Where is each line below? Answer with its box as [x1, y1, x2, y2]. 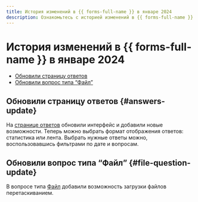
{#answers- [120, 96, 165, 106]
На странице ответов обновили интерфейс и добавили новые [6, 121, 163, 128]
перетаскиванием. [6, 189, 54, 197]
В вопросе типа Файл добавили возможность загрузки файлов [6, 183, 167, 190]
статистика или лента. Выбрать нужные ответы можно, [6, 134, 148, 141]
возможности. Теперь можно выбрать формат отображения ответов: [6, 128, 184, 135]
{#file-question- [129, 158, 191, 168]
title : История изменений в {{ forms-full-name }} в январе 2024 [6, 8, 172, 15]
